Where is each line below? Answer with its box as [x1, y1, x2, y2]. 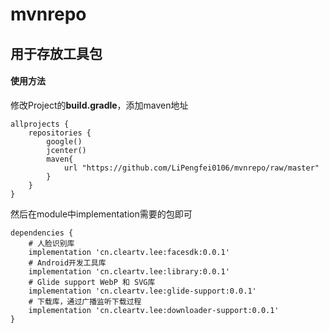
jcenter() [46, 145, 87, 155]
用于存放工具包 [10, 45, 103, 62]
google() [46, 136, 83, 147]
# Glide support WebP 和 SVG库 [28, 277, 156, 287]
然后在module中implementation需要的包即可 [10, 208, 193, 220]
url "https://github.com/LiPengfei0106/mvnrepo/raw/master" [63, 163, 320, 173]
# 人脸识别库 [28, 238, 75, 248]
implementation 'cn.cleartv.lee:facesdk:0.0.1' [28, 247, 230, 257]
